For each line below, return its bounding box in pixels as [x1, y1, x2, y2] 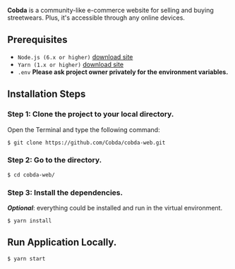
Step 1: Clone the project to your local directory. [7, 109, 174, 119]
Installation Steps [7, 88, 86, 100]
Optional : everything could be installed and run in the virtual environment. [7, 204, 223, 213]
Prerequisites [7, 34, 68, 46]
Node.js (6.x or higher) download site [17, 52, 133, 61]
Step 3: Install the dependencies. [7, 187, 123, 197]
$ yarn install [7, 217, 52, 225]
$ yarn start [7, 255, 46, 262]
